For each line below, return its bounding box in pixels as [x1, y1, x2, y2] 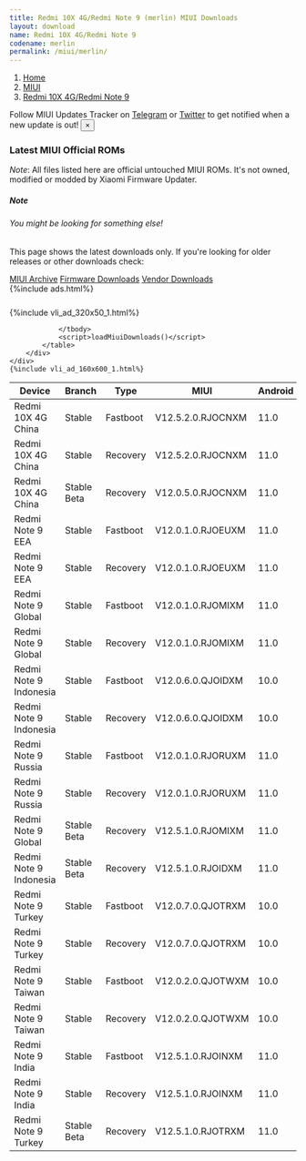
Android [258, 384, 294, 397]
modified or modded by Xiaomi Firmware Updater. [9, 174, 198, 185]
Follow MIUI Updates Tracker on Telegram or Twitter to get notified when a [9, 109, 290, 120]
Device [19, 384, 51, 397]
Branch [65, 384, 97, 397]
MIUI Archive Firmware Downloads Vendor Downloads [9, 274, 214, 284]
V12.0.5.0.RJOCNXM [154, 486, 248, 499]
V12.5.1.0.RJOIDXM [154, 862, 243, 874]
